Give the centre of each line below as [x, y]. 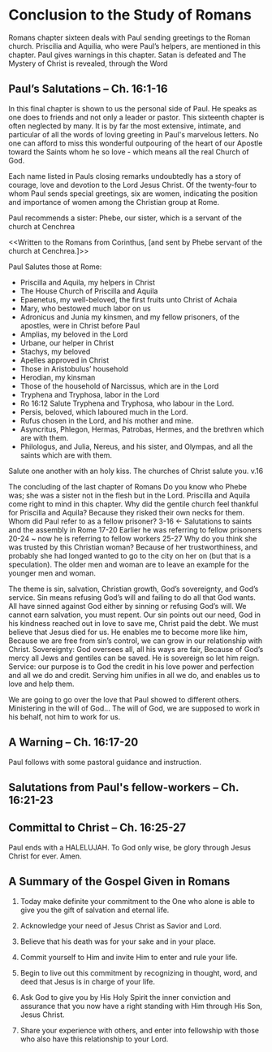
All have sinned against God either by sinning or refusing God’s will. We [127, 606]
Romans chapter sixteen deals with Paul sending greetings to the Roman [130, 37]
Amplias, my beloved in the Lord [74, 334]
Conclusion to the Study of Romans [130, 15]
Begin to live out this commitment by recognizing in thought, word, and [138, 972]
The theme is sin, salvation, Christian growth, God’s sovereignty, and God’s [134, 589]
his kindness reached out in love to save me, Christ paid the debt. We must [134, 623]
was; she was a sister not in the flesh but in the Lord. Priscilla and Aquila [129, 495]
